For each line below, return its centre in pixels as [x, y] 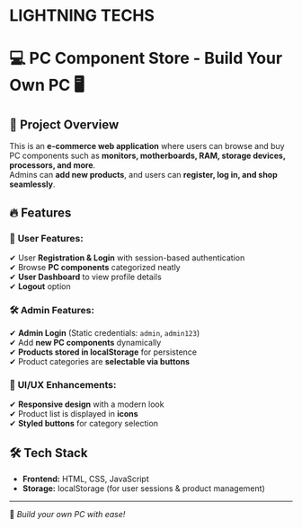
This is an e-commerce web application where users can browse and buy [147, 146]
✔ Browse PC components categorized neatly [95, 267]
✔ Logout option [40, 286]
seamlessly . [32, 184]
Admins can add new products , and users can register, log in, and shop [144, 175]
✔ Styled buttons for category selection [84, 424]
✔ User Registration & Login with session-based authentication [127, 258]
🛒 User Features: [46, 238]
